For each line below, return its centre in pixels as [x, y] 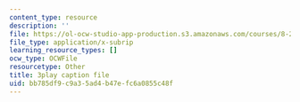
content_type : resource [54, 17]
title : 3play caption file [59, 75]
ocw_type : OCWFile [43, 59]
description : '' [39, 26]
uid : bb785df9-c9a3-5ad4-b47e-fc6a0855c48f [92, 83]
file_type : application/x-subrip [71, 42]
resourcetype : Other [48, 67]
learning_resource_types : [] [63, 51]
